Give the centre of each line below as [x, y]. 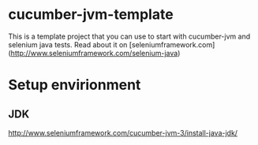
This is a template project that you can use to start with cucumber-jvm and [129, 36]
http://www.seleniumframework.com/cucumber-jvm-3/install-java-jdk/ [123, 132]
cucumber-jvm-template [91, 15]
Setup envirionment [75, 85]
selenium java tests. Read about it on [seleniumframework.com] [112, 44]
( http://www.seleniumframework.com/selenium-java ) [94, 53]
